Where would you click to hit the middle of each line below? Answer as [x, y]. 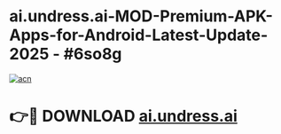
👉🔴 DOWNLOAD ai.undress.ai [123, 116]
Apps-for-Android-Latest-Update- [139, 35]
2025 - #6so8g [66, 54]
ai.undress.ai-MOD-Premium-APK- [141, 16]
